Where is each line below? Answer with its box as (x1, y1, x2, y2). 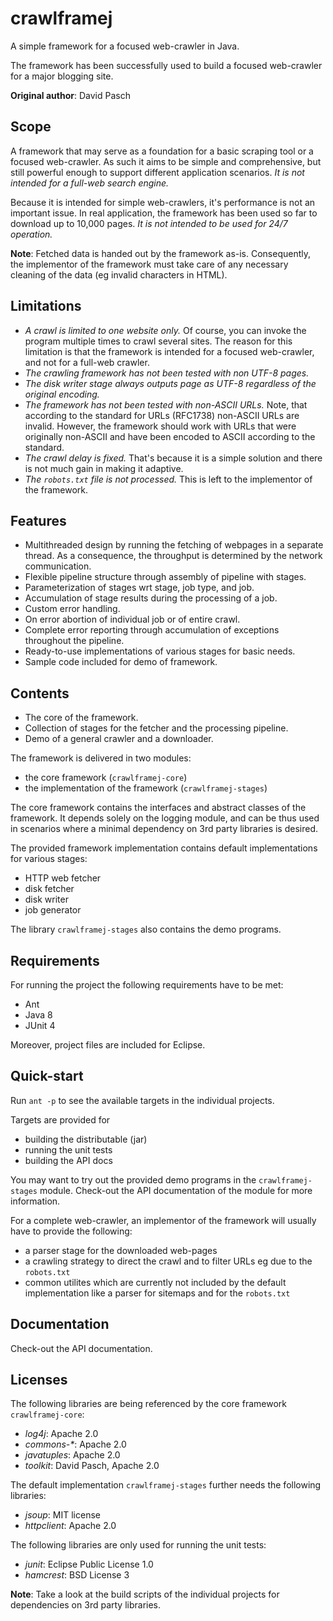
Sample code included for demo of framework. (24, 656, 218, 668)
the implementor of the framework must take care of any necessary (10, 258, 289, 270)
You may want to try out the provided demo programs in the (10, 1173, 257, 1186)
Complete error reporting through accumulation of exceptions (24, 624, 280, 636)
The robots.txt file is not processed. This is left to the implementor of (24, 473, 313, 485)
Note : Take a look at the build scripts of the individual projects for (10, 1588, 280, 1601)
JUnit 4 (24, 1020, 56, 1031)
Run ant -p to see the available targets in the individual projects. (10, 1094, 275, 1106)
